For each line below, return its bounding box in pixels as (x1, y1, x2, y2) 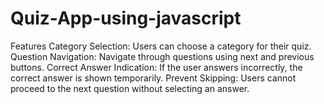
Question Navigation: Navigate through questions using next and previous (10, 50, 315, 62)
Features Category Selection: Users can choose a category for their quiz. (10, 40, 312, 52)
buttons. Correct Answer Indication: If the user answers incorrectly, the (10, 61, 303, 73)
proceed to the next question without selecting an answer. (10, 82, 250, 94)
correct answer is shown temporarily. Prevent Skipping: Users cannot (10, 72, 297, 84)
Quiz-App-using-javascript (10, 7, 242, 30)
